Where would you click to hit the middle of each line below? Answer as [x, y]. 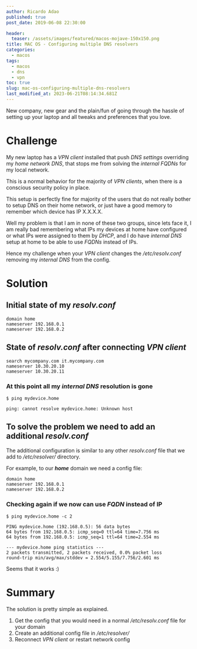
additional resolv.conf [47, 436]
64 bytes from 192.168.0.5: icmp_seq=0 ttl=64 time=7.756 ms [83, 532]
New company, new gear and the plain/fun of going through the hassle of [95, 111]
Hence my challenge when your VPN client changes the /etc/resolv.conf [94, 253]
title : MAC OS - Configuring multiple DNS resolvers [72, 44]
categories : [21, 50]
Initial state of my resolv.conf [61, 305]
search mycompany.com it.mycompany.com [55, 361]
